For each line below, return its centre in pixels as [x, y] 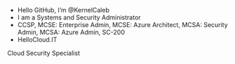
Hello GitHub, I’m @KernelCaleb [63, 10]
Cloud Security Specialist [44, 53]
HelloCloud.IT [37, 40]
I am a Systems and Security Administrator [79, 17]
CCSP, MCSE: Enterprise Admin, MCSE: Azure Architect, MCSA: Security [122, 25]
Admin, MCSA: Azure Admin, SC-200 [71, 32]
